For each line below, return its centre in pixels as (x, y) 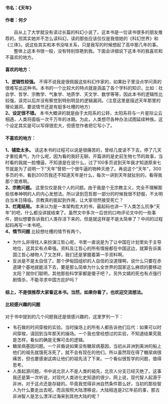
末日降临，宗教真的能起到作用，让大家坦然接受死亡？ (68, 200)
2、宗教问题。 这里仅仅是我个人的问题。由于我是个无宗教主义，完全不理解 (82, 187)
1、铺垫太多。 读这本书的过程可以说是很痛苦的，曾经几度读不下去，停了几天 (83, 150)
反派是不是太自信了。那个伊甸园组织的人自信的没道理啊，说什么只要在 (85, 261)
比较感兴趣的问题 (23, 305)
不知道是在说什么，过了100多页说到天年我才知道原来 (103, 162)
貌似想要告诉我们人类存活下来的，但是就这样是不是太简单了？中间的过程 (88, 219)
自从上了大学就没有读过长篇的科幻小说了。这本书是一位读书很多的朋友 (86, 32)
